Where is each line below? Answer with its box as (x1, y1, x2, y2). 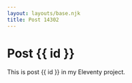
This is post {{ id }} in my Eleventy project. (7, 68, 126, 76)
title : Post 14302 (7, 16, 59, 23)
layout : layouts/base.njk (7, 10, 80, 17)
